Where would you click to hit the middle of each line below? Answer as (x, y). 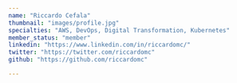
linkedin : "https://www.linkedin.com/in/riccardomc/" (100, 45)
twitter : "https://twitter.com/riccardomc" (82, 52)
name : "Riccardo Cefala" (49, 15)
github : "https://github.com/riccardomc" (78, 60)
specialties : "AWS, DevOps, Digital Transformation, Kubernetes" (119, 30)
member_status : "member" (49, 38)
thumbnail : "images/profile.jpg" (64, 23)
